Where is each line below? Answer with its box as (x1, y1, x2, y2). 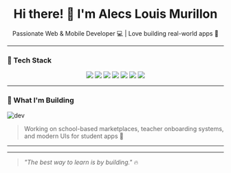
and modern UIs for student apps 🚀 (23, 132, 124, 140)
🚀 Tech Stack (7, 55, 52, 65)
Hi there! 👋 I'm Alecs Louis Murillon (13, 6, 218, 22)
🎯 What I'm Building (7, 95, 74, 105)
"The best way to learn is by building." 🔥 (23, 158, 139, 166)
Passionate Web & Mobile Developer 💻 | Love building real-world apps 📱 (12, 29, 219, 37)
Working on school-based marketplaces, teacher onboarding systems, (23, 124, 224, 132)
